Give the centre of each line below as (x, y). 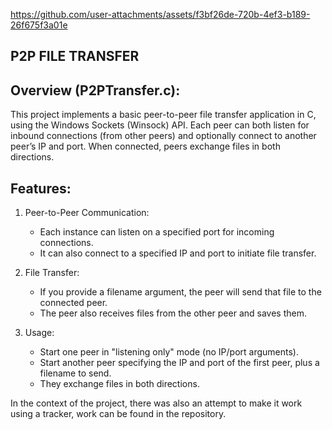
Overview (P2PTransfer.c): (95, 90)
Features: (41, 188)
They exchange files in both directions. (119, 384)
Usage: (39, 333)
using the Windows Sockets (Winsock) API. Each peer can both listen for (160, 125)
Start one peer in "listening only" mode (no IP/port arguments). (169, 352)
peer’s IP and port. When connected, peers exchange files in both (145, 146)
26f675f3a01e (39, 25)
